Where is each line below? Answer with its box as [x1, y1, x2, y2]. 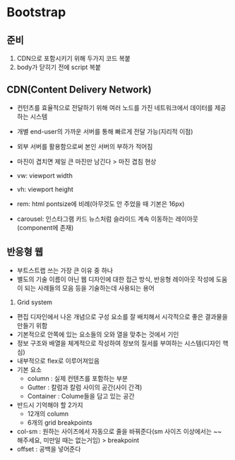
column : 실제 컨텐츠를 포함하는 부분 [27, 374, 128, 382]
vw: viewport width [16, 171, 73, 180]
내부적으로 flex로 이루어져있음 [16, 356, 100, 365]
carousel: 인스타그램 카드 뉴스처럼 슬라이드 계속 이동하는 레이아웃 [16, 214, 199, 223]
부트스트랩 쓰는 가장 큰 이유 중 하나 [16, 266, 114, 274]
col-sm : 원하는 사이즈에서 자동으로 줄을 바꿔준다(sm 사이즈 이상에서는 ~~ [16, 427, 222, 435]
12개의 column [27, 409, 69, 418]
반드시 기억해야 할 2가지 [16, 400, 83, 409]
